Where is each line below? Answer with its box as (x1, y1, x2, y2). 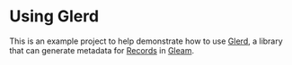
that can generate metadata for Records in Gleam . (9, 45, 195, 55)
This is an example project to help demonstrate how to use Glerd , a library (9, 36, 283, 46)
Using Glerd (9, 6, 100, 27)
